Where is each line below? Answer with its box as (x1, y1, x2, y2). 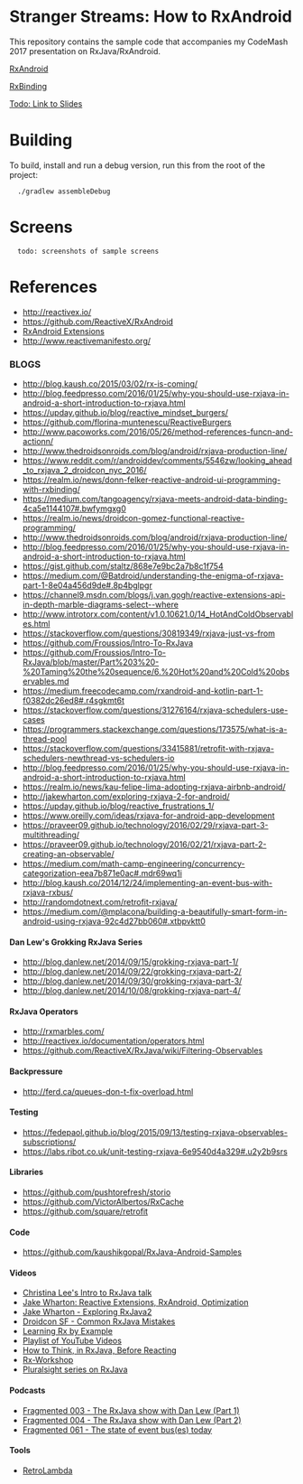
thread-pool (22, 733, 68, 744)
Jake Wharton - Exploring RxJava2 (22, 1307, 152, 1318)
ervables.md (22, 676, 69, 687)
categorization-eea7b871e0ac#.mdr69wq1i (22, 868, 183, 879)
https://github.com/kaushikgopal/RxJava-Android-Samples (22, 1246, 242, 1257)
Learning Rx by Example (22, 1326, 113, 1337)
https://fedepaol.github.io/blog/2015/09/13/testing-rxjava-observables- (22, 1126, 289, 1137)
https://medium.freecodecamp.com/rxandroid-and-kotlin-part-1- (22, 686, 264, 696)
